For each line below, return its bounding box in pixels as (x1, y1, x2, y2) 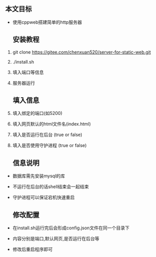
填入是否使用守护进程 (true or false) (12, 143, 87, 149)
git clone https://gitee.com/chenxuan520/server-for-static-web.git (12, 49, 151, 55)
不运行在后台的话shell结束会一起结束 (12, 183, 89, 190)
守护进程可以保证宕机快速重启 (12, 195, 75, 201)
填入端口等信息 (12, 69, 44, 75)
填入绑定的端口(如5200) (12, 110, 63, 116)
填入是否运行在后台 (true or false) (12, 132, 82, 138)
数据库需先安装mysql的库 (12, 173, 66, 179)
